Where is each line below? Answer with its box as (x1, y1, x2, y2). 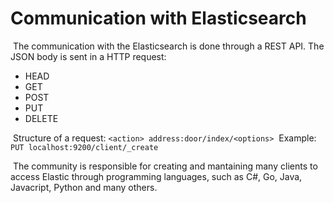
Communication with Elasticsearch (10, 7, 307, 30)
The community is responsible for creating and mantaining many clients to (12, 160, 318, 172)
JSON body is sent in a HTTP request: (10, 50, 167, 62)
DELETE (24, 112, 59, 124)
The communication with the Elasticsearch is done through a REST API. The (12, 40, 325, 52)
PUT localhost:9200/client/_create (10, 142, 159, 152)
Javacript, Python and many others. (10, 181, 158, 193)
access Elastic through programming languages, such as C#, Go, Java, (10, 170, 303, 182)
